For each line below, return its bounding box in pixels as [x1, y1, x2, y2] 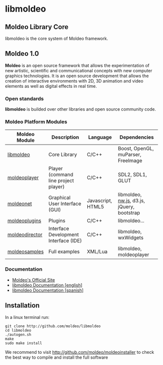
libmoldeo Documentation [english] [12, 282, 82, 288]
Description [51, 134, 79, 141]
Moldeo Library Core [5, 23, 69, 31]
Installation [5, 301, 40, 310]
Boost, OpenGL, [118, 145, 154, 152]
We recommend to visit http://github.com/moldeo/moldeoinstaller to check [5, 349, 154, 355]
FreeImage [118, 157, 142, 164]
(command [48, 171, 74, 178]
